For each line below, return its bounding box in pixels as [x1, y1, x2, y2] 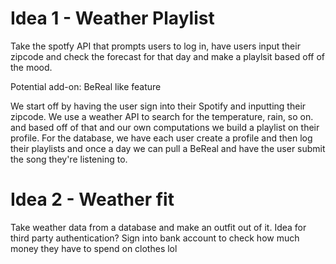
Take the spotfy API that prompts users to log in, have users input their [10, 40, 301, 52]
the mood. [10, 61, 53, 73]
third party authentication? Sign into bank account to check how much [10, 232, 300, 244]
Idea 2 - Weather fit [10, 188, 175, 211]
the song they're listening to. [10, 153, 128, 165]
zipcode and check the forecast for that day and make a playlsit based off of [10, 50, 325, 62]
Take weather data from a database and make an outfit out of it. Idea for [10, 221, 307, 233]
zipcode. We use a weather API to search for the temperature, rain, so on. [10, 110, 314, 122]
